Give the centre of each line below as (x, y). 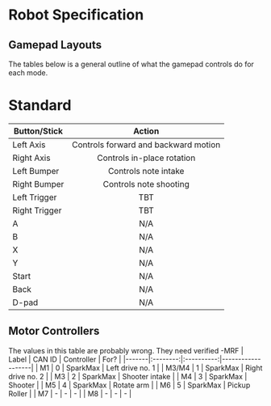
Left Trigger (35, 197)
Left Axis (29, 145)
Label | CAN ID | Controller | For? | (65, 359)
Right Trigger (37, 210)
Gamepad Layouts (55, 45)
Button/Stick (38, 131)
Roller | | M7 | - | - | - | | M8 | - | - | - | (70, 393)
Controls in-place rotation (146, 158)
